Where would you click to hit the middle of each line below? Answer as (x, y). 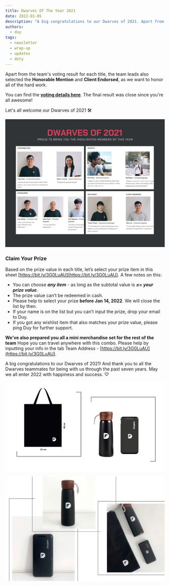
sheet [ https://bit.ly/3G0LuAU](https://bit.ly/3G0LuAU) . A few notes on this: (83, 274)
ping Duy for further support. (43, 328)
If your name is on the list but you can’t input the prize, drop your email (86, 312)
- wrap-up (20, 48)
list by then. (25, 306)
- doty (17, 59)
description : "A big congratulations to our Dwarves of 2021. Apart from (85, 21)
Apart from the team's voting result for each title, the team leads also (77, 74)
